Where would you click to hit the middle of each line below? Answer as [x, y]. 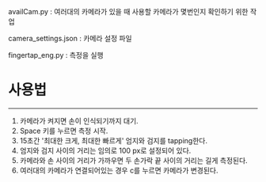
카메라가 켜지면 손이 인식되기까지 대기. [79, 120]
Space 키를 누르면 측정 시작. [64, 131]
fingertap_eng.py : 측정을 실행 [56, 55]
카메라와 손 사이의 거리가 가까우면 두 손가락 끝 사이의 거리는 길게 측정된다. [133, 160]
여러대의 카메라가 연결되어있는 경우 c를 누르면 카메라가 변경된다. [119, 170]
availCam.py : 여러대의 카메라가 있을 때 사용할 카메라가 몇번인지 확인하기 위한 [128, 11]
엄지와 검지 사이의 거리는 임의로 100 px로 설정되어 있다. [105, 150]
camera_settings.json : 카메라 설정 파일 [70, 38]
